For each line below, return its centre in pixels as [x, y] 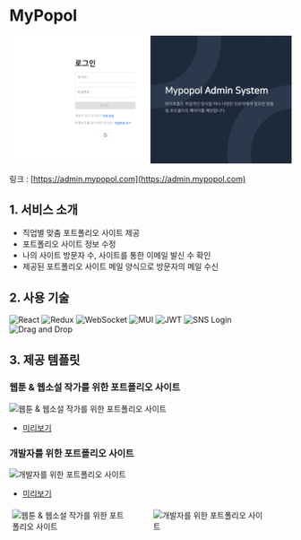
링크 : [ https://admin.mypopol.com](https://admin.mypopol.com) [128, 179]
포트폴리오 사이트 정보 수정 [69, 244]
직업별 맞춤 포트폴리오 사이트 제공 [81, 233]
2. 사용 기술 [39, 297]
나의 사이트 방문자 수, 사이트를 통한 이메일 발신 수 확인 [116, 256]
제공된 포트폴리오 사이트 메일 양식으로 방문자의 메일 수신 [120, 266]
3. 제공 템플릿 [45, 360]
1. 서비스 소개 [43, 209]
